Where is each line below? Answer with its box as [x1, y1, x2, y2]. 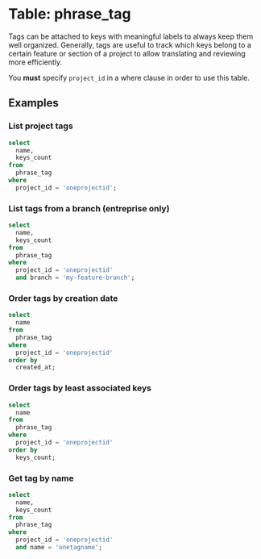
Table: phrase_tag [8, 5, 131, 23]
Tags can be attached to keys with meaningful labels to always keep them [8, 31, 254, 41]
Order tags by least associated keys [8, 382, 151, 394]
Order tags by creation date [8, 292, 118, 303]
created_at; [15, 364, 56, 372]
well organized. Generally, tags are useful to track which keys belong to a [8, 40, 251, 49]
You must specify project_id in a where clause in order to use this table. [8, 73, 250, 82]
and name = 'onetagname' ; [15, 544, 103, 552]
